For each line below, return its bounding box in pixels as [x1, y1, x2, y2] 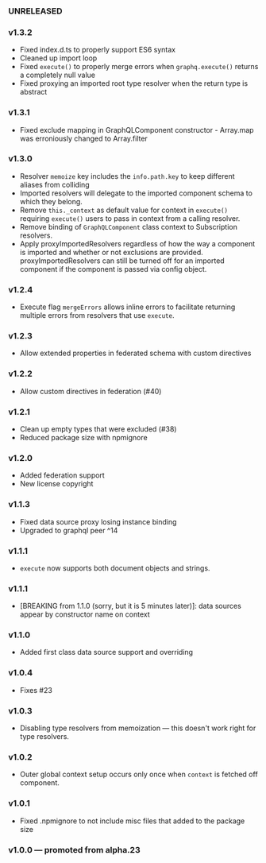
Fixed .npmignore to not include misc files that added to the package [19, 816, 245, 826]
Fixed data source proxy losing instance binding [19, 517, 177, 526]
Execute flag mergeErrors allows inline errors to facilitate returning [19, 302, 236, 312]
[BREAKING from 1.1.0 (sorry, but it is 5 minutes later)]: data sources [19, 602, 242, 611]
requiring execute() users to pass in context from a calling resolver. [19, 213, 241, 223]
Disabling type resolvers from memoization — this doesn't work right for [19, 723, 256, 733]
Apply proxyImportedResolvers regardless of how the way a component [19, 238, 256, 248]
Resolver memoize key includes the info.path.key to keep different [19, 171, 236, 180]
